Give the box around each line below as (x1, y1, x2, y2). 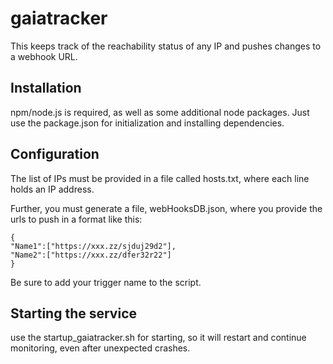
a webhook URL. (10, 50, 78, 62)
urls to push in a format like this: (10, 213, 143, 225)
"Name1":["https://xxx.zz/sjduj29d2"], (10, 241, 177, 251)
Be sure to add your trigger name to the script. (10, 276, 202, 288)
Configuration (10, 146, 100, 163)
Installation (10, 80, 82, 97)
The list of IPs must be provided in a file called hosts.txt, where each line (10, 172, 310, 184)
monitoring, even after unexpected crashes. (10, 342, 191, 354)
